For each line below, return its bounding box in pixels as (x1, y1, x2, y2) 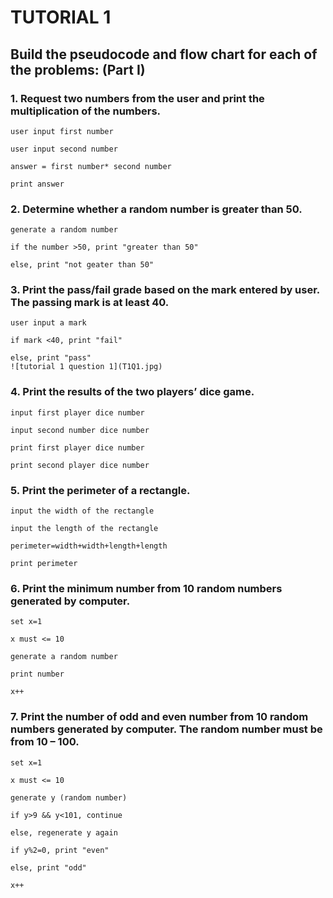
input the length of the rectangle (10, 524, 159, 534)
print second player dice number (10, 460, 150, 470)
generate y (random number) (10, 792, 128, 803)
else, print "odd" (10, 862, 87, 873)
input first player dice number (10, 407, 145, 418)
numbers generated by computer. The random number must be (10, 722, 323, 736)
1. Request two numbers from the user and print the (10, 91, 265, 105)
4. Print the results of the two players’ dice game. (10, 385, 255, 399)
